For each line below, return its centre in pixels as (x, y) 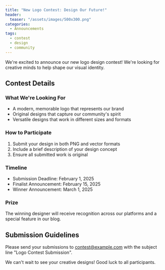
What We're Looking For (35, 98)
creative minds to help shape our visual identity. (55, 67)
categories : (18, 24)
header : (13, 15)
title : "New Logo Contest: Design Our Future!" (56, 10)
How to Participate (29, 133)
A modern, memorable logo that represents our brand (68, 109)
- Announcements (27, 29)
